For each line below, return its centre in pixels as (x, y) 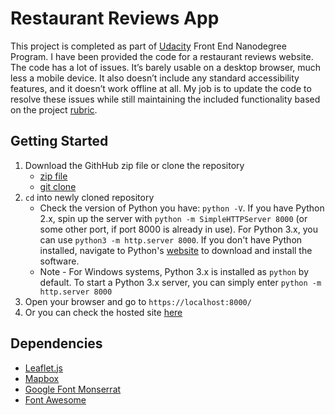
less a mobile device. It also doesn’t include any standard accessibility (155, 78)
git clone (58, 186)
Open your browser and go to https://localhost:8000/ (138, 301)
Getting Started (59, 141)
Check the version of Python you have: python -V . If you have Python (182, 208)
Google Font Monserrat (73, 389)
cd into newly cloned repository (89, 197)
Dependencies (56, 343)
